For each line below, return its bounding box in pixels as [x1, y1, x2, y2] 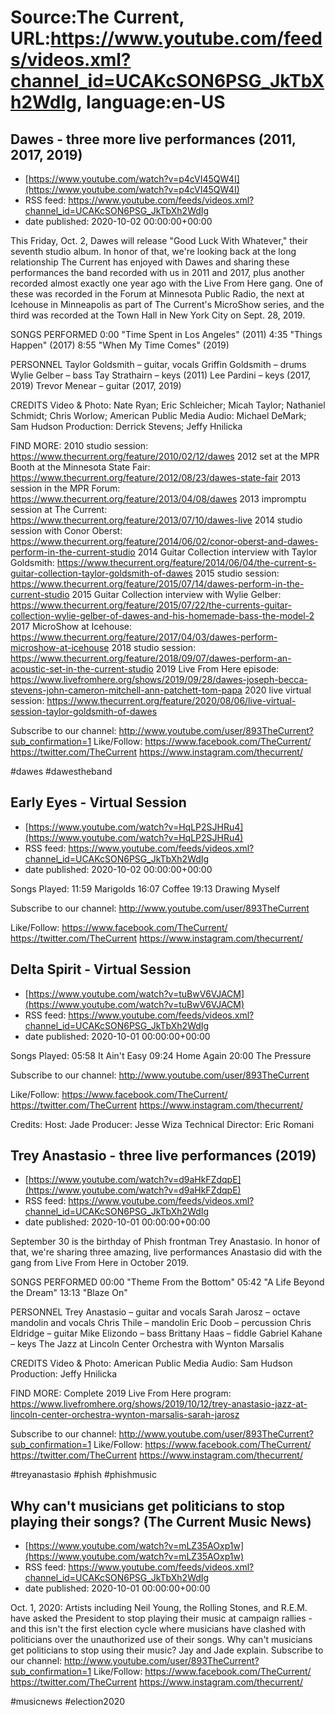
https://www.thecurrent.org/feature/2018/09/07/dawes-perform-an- [10, 652, 292, 664]
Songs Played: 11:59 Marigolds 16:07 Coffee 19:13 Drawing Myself [10, 882, 281, 895]
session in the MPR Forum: [10, 482, 121, 494]
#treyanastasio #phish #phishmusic [10, 1469, 157, 1481]
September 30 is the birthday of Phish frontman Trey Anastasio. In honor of [10, 1236, 321, 1248]
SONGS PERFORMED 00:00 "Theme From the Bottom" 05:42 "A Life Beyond [10, 1276, 325, 1288]
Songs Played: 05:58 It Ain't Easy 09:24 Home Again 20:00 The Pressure [10, 1049, 312, 1061]
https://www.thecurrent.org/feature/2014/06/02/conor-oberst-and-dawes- [10, 536, 319, 547]
